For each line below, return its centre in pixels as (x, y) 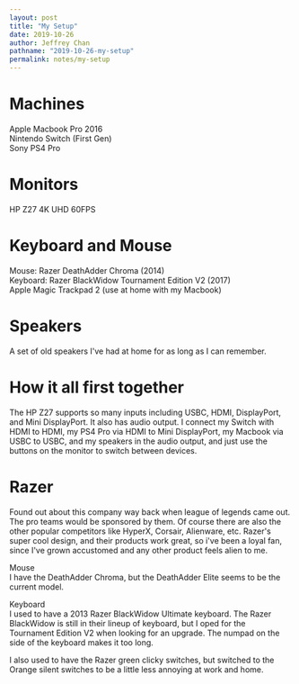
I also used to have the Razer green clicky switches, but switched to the (142, 660)
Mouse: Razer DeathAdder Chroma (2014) (87, 270)
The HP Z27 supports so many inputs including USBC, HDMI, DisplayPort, (145, 412)
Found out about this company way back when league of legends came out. (150, 512)
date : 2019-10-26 (42, 34)
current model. (37, 587)
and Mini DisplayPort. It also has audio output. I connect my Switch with (142, 422)
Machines (47, 104)
